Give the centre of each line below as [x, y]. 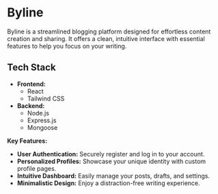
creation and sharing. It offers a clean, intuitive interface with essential [106, 38]
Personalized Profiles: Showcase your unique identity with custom [111, 161]
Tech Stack [31, 67]
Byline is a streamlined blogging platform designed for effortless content [109, 31]
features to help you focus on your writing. [67, 46]
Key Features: [27, 141]
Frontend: [31, 84]
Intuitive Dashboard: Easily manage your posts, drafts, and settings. [113, 176]
